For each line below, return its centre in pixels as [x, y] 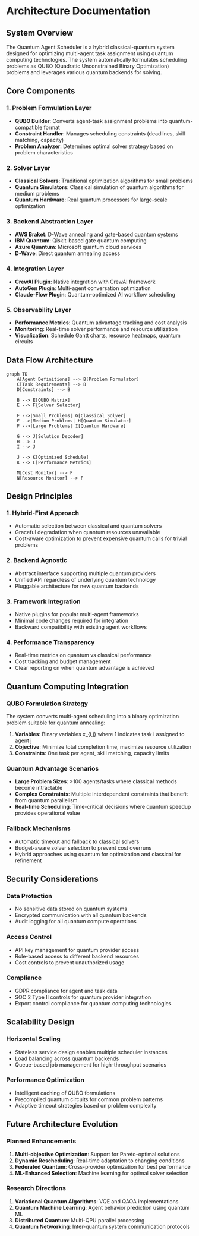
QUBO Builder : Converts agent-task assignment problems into [91, 121]
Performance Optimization [45, 1080]
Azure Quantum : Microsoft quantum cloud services [78, 247]
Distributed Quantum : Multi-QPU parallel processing [80, 1220]
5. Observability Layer [39, 310]
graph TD [17, 374]
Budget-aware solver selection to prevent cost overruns [83, 847]
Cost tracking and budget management [63, 661]
